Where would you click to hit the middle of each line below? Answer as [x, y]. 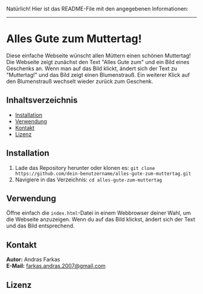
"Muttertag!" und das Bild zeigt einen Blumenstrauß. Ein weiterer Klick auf [98, 74]
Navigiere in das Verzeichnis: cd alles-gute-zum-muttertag [88, 179]
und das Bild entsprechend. [40, 226]
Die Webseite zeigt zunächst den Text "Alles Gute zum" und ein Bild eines [98, 62]
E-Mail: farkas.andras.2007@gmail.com [56, 266]
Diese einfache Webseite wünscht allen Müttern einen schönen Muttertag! [99, 55]
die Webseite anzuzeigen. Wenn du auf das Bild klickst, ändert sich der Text [101, 220]
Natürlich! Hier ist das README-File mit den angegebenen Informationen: [97, 9]
